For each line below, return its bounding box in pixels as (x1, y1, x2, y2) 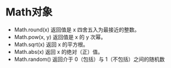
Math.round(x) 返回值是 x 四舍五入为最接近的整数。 (14, 26, 140, 33)
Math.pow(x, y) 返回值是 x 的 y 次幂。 (14, 33, 106, 40)
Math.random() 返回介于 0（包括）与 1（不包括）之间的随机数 (14, 56, 165, 63)
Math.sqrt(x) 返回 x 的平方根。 (14, 41, 88, 48)
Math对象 (5, 5, 53, 19)
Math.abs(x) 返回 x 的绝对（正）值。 (14, 48, 103, 55)
